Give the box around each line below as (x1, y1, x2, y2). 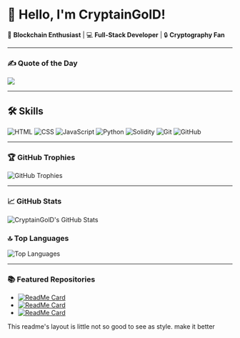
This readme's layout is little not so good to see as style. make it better (7, 322, 216, 331)
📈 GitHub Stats (7, 197, 62, 207)
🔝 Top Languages (7, 233, 69, 243)
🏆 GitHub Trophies (7, 152, 76, 162)
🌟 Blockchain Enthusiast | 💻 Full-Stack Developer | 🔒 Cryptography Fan (7, 30, 225, 39)
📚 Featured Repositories (7, 274, 96, 284)
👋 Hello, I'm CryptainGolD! (7, 6, 166, 23)
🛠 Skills (7, 105, 44, 117)
